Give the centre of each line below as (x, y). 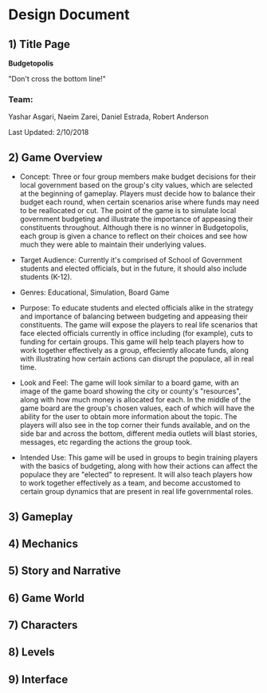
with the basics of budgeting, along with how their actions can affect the (139, 466)
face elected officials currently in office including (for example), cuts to (136, 334)
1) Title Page (39, 44)
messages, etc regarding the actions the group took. (106, 442)
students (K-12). (46, 277)
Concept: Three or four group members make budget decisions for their (138, 176)
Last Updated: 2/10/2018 (49, 133)
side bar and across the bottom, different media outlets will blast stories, (138, 434)
